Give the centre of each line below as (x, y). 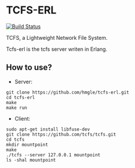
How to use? (29, 68)
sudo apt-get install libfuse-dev (48, 129)
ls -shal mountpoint (31, 160)
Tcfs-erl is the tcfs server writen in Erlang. (57, 49)
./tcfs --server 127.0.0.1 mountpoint (53, 155)
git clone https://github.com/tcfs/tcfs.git (61, 134)
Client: (22, 118)
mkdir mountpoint (27, 145)
